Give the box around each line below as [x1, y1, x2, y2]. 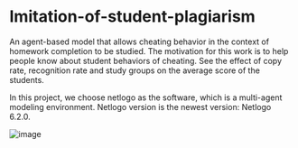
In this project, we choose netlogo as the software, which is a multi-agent [9, 92, 283, 103]
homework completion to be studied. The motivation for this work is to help [9, 45, 289, 56]
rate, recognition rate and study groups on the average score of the [9, 65, 260, 76]
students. [9, 74, 45, 85]
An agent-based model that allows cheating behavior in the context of [9, 36, 269, 47]
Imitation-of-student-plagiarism [9, 6, 256, 27]
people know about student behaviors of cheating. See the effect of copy [9, 55, 283, 66]
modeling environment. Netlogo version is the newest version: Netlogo [9, 101, 272, 112]
